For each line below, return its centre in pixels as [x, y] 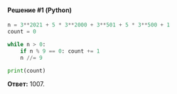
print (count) [27, 70]
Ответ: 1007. [26, 84]
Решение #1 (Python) [40, 10]
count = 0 [22, 32]
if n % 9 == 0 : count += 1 [60, 51]
